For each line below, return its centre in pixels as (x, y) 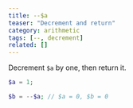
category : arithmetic (44, 30)
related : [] (28, 45)
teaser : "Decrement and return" (62, 23)
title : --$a (28, 15)
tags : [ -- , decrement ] (46, 38)
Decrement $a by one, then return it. (67, 67)
